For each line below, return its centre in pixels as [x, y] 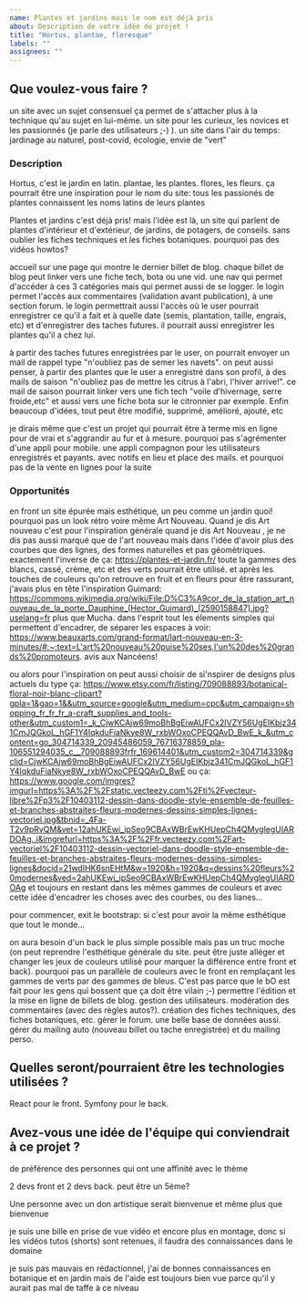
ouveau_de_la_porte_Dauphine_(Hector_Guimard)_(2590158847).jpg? [139, 608]
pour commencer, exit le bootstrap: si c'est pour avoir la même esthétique [148, 914]
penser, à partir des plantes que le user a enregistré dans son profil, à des [148, 372]
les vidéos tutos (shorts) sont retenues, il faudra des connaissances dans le [151, 1241]
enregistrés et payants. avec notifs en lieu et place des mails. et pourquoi [147, 458]
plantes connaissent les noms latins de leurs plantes [107, 203]
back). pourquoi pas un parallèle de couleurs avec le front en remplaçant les [153, 971]
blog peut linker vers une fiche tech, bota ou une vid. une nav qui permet [146, 277]
